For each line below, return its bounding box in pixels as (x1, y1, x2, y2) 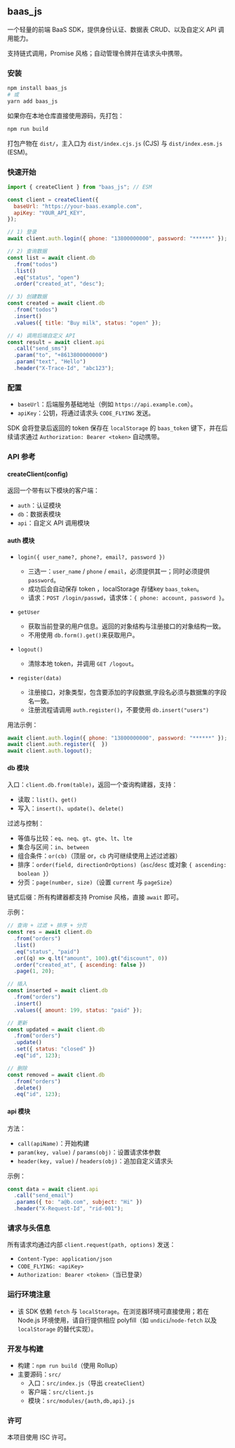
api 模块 (7, 1107, 31, 1115)
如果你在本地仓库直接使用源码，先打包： (7, 111, 124, 120)
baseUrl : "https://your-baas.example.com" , (13, 203, 142, 210)
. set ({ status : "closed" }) (13, 1046, 96, 1053)
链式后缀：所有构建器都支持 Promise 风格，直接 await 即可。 (7, 893, 183, 901)
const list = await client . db (7, 254, 96, 261)
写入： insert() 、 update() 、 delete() (17, 804, 124, 813)
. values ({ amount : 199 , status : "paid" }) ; (13, 1006, 142, 1014)
